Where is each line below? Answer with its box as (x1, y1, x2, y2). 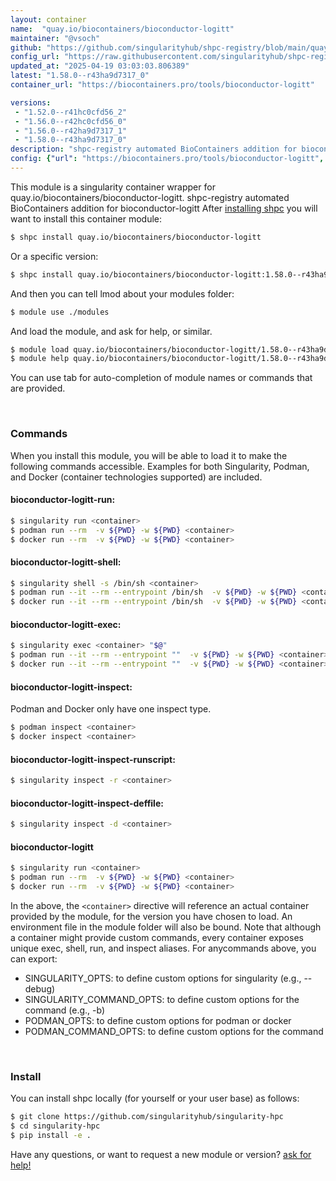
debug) (24, 982, 56, 995)
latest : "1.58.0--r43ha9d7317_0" (10, 71, 150, 81)
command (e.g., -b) (24, 1004, 106, 1016)
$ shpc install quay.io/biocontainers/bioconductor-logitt (10, 232, 262, 242)
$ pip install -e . (10, 1131, 92, 1141)
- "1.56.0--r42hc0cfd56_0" (14, 116, 128, 126)
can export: (10, 952, 58, 965)
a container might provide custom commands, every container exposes (10, 931, 304, 943)
